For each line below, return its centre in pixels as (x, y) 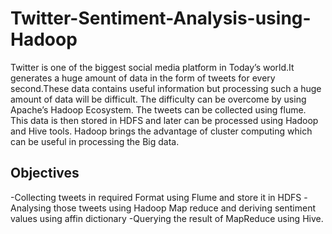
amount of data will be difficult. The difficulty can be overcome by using (158, 99)
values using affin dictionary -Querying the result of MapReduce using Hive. (167, 218)
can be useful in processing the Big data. (95, 141)
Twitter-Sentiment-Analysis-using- (161, 18)
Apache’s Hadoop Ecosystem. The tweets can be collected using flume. (158, 109)
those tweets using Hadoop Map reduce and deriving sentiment (184, 208)
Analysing (31, 208)
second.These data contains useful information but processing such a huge (166, 88)
